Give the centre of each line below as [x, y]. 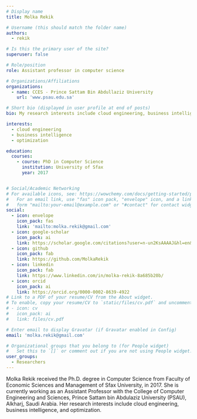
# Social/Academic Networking [43, 188]
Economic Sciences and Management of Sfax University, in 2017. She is [92, 385]
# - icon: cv [22, 308]
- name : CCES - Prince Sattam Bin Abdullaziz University [82, 92]
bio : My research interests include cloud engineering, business [87, 114]
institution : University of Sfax [62, 168]
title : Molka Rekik [30, 17]
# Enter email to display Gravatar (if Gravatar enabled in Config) [91, 330]
